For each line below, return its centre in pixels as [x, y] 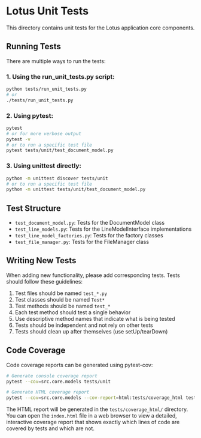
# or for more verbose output [44, 133]
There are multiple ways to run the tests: [56, 61]
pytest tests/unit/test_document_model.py [60, 151]
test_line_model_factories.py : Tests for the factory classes [89, 236]
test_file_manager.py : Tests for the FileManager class [82, 242]
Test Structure [34, 208]
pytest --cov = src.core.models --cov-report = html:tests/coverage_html [95, 398]
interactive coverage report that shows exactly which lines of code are [93, 422]
